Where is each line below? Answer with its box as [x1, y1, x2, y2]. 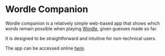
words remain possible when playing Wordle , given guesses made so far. [5, 25, 158, 31]
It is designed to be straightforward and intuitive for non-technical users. [5, 35, 157, 41]
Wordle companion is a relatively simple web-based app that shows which [5, 20, 160, 26]
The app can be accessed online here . [5, 45, 86, 51]
